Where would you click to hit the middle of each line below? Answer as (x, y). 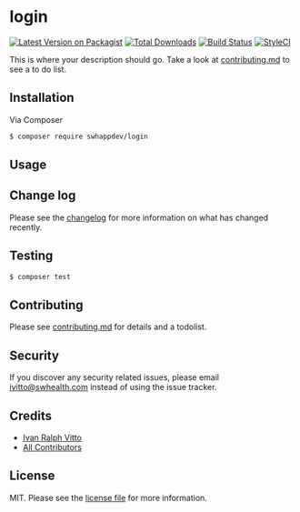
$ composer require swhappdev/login (79, 136)
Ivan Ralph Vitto (52, 437)
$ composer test (40, 276)
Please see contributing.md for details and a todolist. (108, 327)
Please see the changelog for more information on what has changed (139, 217)
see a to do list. (38, 69)
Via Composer (36, 119)
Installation (42, 98)
